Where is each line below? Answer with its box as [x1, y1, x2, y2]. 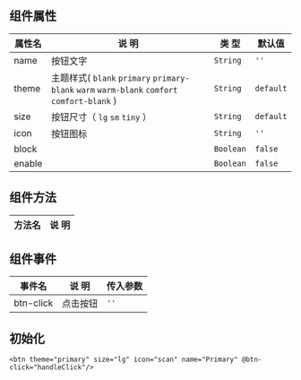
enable [13, 157, 43, 169]
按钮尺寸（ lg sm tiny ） [50, 110, 152, 123]
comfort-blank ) [50, 94, 117, 107]
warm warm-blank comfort [75, 84, 178, 95]
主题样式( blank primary [50, 71, 150, 83]
